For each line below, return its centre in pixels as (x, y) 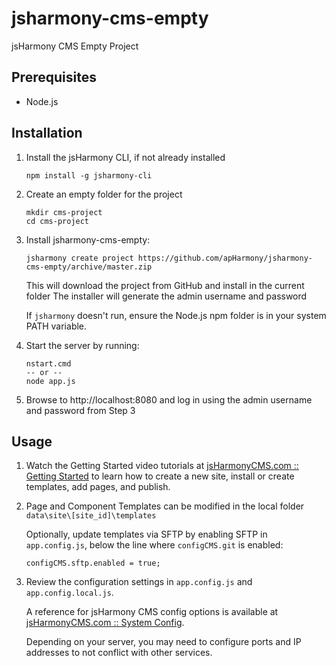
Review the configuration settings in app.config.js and (139, 582)
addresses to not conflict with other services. (119, 653)
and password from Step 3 (80, 410)
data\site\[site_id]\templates (91, 516)
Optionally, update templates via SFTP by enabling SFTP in (146, 534)
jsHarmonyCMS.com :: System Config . (105, 623)
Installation (47, 133)
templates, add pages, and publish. (98, 487)
